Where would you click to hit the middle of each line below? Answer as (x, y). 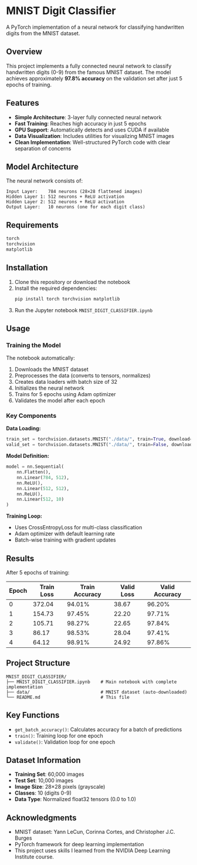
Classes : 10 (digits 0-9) (43, 793)
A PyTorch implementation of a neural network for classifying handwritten (95, 27)
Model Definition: (28, 456)
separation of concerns (43, 148)
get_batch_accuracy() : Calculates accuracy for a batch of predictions (98, 729)
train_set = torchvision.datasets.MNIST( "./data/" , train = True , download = (99, 439)
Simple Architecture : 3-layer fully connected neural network (88, 117)
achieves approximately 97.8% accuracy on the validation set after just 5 (94, 78)
